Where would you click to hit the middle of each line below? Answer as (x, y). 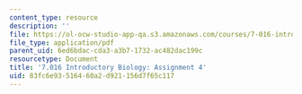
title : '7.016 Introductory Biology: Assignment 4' (108, 68)
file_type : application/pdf (62, 43)
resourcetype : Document (54, 59)
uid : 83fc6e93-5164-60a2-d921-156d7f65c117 (92, 76)
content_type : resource (54, 17)
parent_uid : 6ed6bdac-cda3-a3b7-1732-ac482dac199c (106, 51)
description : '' (40, 26)
